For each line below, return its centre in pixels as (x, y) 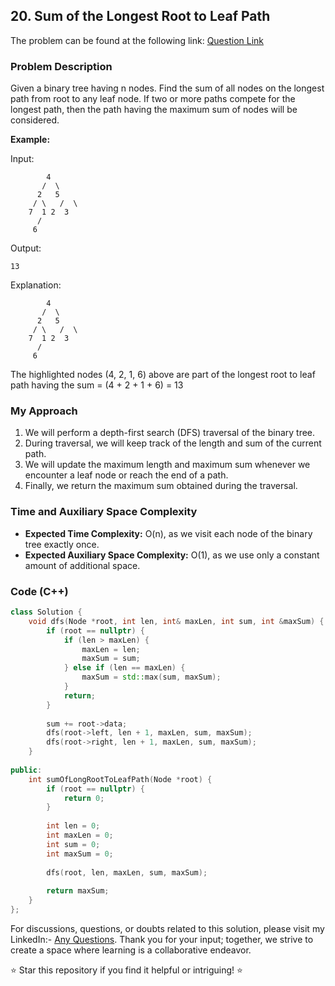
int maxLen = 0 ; (80, 835)
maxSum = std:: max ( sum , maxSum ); (151, 677)
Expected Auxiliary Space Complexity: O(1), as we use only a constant (172, 555)
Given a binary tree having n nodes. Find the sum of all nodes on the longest (167, 88)
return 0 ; (84, 798)
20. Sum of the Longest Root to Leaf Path (140, 16)
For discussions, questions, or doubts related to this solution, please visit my (167, 928)
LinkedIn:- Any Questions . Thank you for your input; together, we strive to (162, 939)
